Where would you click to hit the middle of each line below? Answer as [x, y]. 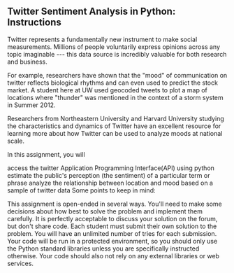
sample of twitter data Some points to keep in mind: [81, 190]
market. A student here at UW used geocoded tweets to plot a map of [108, 90]
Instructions [34, 23]
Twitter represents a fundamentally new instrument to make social [102, 39]
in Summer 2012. [31, 105]
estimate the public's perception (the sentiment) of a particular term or [109, 175]
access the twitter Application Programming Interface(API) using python [111, 168]
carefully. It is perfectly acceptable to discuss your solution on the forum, [112, 218]
